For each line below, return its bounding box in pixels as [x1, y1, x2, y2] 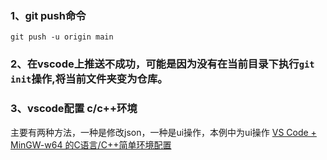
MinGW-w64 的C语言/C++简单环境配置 [10, 138, 172, 151]
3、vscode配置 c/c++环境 [10, 102, 138, 116]
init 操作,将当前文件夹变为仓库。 [10, 72, 168, 86]
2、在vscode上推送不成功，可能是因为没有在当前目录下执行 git [10, 57, 315, 71]
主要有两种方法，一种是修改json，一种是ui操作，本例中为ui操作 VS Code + [10, 126, 317, 138]
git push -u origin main [10, 32, 114, 42]
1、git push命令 [10, 8, 87, 22]
